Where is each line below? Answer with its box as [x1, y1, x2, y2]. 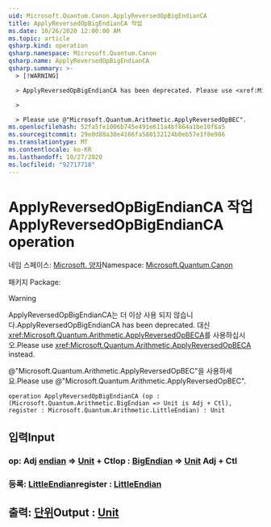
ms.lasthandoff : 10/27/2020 [8, 153, 103, 161]
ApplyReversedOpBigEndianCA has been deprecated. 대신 [16, 320, 211, 330]
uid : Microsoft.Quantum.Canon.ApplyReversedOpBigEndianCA [8, 11, 207, 20]
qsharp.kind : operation [8, 42, 89, 50]
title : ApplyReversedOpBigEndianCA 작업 [8, 19, 143, 27]
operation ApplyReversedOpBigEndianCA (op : [8, 392, 161, 400]
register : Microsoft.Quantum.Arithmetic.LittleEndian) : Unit [8, 407, 226, 415]
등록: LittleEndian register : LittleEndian [8, 478, 162, 489]
